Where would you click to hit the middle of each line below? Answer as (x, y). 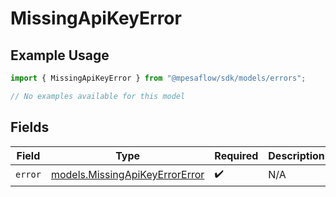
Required (236, 155)
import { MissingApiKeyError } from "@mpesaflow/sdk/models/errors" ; (158, 78)
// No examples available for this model (98, 96)
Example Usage (60, 55)
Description (296, 155)
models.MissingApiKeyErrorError (127, 175)
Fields (30, 127)
